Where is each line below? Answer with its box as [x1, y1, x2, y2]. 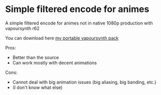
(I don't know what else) [12, 84, 63, 90]
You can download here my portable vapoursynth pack [5, 35, 119, 41]
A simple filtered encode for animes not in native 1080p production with [5, 20, 153, 26]
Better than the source [12, 54, 59, 60]
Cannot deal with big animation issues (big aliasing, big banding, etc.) [12, 79, 156, 85]
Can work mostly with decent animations [12, 59, 97, 65]
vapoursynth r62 [5, 25, 40, 31]
